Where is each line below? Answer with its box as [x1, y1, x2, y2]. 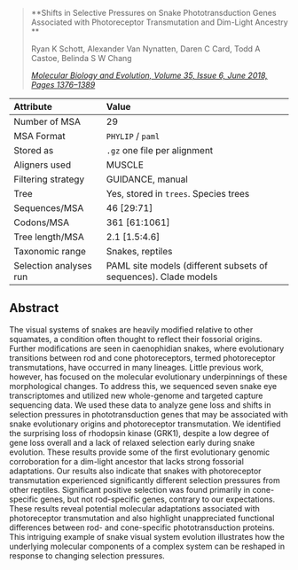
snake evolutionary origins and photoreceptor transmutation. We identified [9, 418, 281, 429]
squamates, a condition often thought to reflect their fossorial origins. [9, 333, 263, 344]
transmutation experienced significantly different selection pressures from [9, 474, 281, 486]
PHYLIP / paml [106, 130, 161, 142]
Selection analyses [13, 260, 92, 271]
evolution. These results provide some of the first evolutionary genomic [9, 447, 271, 457]
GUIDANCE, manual [106, 173, 188, 185]
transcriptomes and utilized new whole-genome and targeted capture [9, 390, 263, 401]
